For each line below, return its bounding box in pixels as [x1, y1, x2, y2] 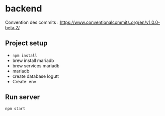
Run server [5, 93, 40, 102]
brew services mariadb [12, 62, 60, 68]
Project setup [5, 39, 48, 48]
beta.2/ [5, 24, 20, 30]
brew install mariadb [12, 58, 54, 63]
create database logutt [12, 73, 59, 79]
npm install [12, 53, 37, 58]
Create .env [12, 78, 36, 84]
